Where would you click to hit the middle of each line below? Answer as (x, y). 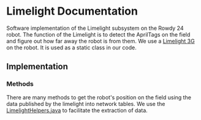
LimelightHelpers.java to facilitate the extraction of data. (77, 110)
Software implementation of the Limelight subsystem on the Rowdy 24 (95, 28)
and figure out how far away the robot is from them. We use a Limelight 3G (100, 41)
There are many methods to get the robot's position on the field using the (99, 97)
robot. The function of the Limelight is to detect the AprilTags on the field (98, 34)
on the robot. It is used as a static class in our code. (71, 48)
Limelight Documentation (72, 11)
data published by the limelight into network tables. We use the (86, 104)
